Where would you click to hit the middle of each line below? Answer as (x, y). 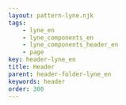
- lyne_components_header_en (71, 45)
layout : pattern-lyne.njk (51, 15)
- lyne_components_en (58, 37)
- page (33, 52)
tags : (17, 23)
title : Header (32, 67)
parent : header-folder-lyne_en (60, 74)
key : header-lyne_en (42, 60)
